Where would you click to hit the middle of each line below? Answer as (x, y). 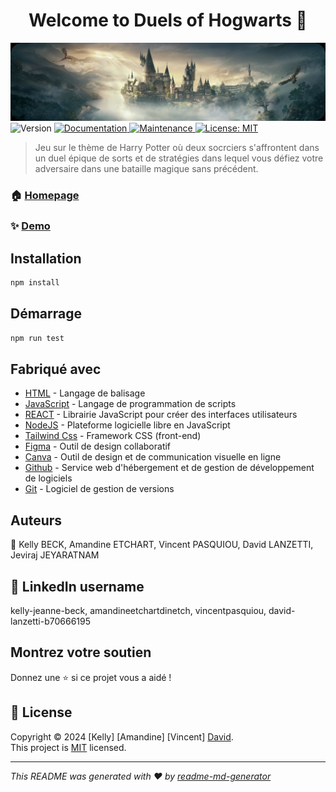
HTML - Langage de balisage (85, 393)
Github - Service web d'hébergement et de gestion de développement (169, 468)
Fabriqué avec (56, 369)
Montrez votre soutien (81, 652)
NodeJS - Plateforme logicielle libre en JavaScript (127, 425)
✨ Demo (30, 226)
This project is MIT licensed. (68, 747)
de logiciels (48, 478)
